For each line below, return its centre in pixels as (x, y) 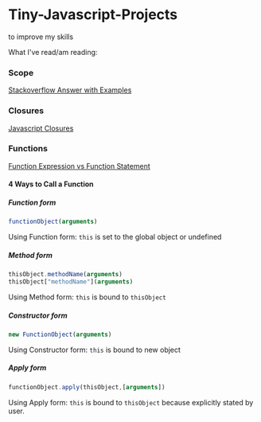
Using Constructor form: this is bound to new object (95, 350)
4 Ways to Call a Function (51, 184)
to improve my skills (41, 37)
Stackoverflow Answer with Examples (70, 90)
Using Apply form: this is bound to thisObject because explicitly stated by (131, 402)
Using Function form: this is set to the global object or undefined (115, 237)
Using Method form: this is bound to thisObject (88, 297)
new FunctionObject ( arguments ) (60, 334)
